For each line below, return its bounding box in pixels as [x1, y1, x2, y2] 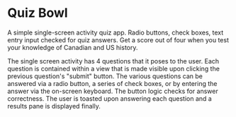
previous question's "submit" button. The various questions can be [7, 72, 203, 80]
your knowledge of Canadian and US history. [7, 43, 138, 51]
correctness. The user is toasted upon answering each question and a [7, 94, 213, 103]
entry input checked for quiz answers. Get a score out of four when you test [7, 35, 229, 44]
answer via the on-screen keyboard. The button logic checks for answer [7, 87, 218, 95]
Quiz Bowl [7, 5, 69, 21]
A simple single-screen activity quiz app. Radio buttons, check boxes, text [7, 28, 224, 37]
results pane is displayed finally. [7, 101, 101, 110]
